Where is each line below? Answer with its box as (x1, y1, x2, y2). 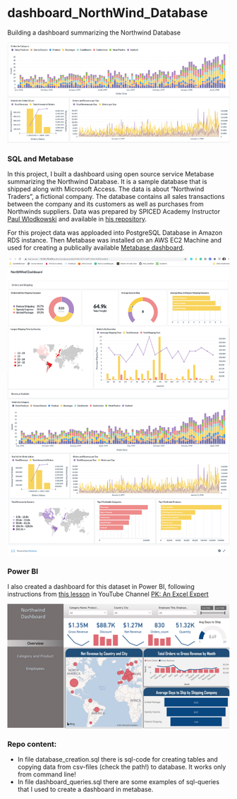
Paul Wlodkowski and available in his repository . (7, 215, 147, 224)
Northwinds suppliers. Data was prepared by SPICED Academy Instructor (7, 207, 221, 216)
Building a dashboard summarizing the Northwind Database (7, 28, 181, 37)
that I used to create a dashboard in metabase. (17, 785, 154, 794)
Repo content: (7, 739, 57, 749)
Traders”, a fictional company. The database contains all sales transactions (7, 193, 225, 201)
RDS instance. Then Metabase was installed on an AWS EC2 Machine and (7, 236, 222, 245)
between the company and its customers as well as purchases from (7, 200, 204, 209)
